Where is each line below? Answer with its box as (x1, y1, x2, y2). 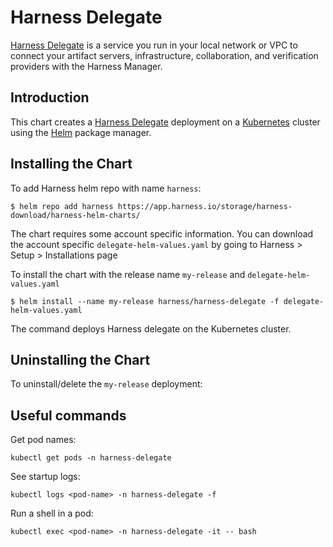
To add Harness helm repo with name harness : (10, 182, 202, 194)
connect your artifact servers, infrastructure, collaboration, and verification (10, 49, 319, 61)
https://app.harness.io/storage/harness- (117, 201, 293, 211)
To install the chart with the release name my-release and (10, 268, 246, 280)
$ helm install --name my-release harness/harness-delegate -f (10, 296, 280, 306)
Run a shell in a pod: (10, 507, 94, 520)
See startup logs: (10, 471, 81, 483)
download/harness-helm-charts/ (10, 210, 141, 220)
